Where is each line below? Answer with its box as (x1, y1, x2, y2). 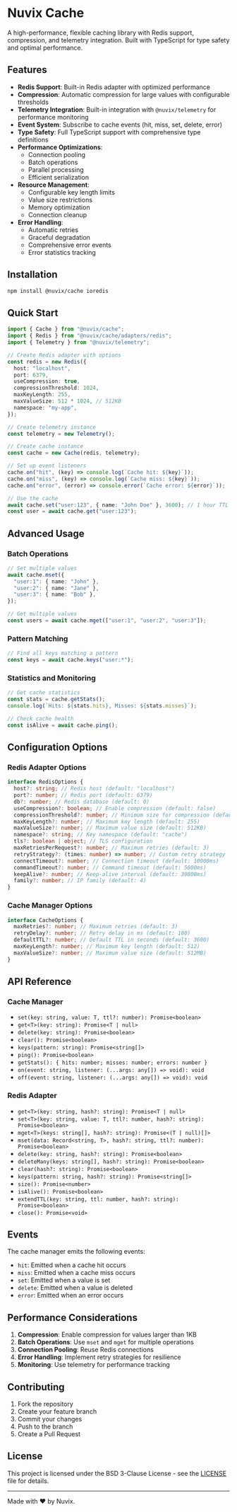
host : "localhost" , (13, 364, 71, 372)
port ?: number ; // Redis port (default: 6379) (13, 792, 153, 799)
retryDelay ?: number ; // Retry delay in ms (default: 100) (13, 930, 191, 937)
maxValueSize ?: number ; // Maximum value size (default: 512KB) (13, 824, 207, 832)
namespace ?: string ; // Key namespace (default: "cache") (13, 831, 188, 838)
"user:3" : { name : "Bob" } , (13, 591, 97, 599)
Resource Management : (17, 180, 90, 189)
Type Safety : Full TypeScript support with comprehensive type (17, 127, 201, 136)
